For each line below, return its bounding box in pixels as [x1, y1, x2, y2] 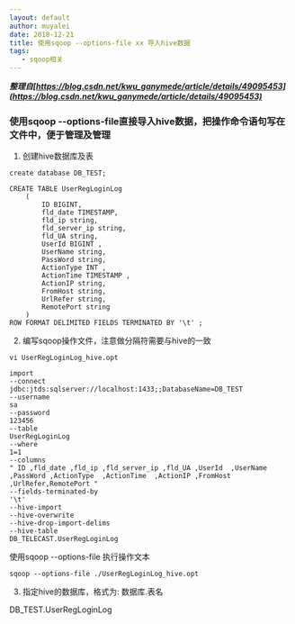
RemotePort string [41, 303, 111, 312]
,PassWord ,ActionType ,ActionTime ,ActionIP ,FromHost [9, 472, 231, 481]
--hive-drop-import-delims [9, 519, 111, 528]
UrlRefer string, [41, 294, 106, 304]
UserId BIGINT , [41, 240, 103, 249]
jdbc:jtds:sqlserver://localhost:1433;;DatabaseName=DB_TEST [9, 384, 244, 394]
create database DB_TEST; [9, 168, 106, 178]
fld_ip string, [41, 216, 99, 225]
